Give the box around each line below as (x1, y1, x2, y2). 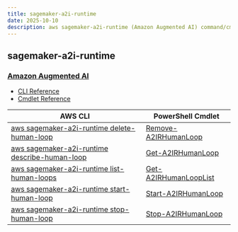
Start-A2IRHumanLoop (145, 189, 224, 199)
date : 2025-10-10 (7, 17, 59, 24)
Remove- (145, 123, 178, 133)
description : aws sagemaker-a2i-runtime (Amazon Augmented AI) (7, 23, 198, 30)
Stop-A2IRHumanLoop (145, 209, 223, 219)
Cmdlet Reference (17, 95, 71, 103)
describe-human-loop (11, 153, 87, 163)
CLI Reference (17, 87, 60, 95)
